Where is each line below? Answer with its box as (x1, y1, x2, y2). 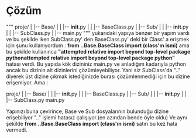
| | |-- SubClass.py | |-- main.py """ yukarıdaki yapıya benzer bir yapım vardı (6, 29, 190, 36)
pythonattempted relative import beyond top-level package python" (6, 54, 176, 61)
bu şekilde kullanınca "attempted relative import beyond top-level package (6, 48, 191, 55)
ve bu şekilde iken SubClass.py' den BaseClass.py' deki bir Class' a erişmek (6, 36, 190, 43)
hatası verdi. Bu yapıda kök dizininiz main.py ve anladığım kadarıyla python (6, 60, 186, 68)
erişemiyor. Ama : (6, 79, 49, 86)
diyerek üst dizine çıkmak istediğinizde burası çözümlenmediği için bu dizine (6, 73, 190, 80)
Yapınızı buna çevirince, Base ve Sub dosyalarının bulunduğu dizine (6, 108, 169, 115)
